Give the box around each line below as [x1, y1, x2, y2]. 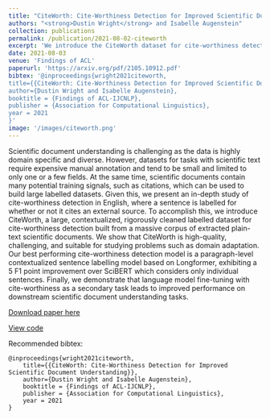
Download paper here [8, 307, 80, 317]
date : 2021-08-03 [8, 49, 67, 57]
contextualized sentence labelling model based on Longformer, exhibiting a [8, 257, 257, 267]
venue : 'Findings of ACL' [8, 57, 95, 65]
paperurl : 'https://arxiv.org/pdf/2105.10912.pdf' [8, 64, 182, 73]
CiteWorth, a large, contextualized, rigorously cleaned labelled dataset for [8, 214, 252, 224]
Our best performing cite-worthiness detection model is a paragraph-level [8, 249, 254, 259]
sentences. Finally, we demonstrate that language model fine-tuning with [8, 275, 251, 284]
